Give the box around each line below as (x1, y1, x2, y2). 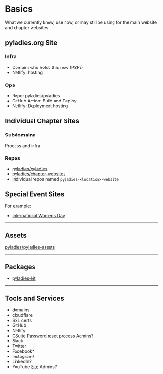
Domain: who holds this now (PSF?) (12, 64, 83, 70)
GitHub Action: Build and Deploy (12, 98, 77, 103)
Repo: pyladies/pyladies (12, 92, 60, 98)
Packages (5, 262, 35, 271)
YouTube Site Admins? (12, 364, 57, 370)
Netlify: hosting (12, 69, 43, 75)
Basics (5, 3, 33, 15)
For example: (5, 203, 32, 209)
